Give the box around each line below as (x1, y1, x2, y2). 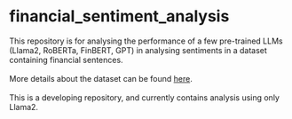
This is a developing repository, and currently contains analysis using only (9, 91, 280, 103)
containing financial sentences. (9, 54, 123, 65)
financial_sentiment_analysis (9, 6, 230, 27)
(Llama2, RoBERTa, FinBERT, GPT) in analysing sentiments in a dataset (9, 44, 268, 55)
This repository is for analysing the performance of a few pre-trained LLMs (9, 36, 283, 46)
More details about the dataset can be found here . (9, 73, 193, 83)
